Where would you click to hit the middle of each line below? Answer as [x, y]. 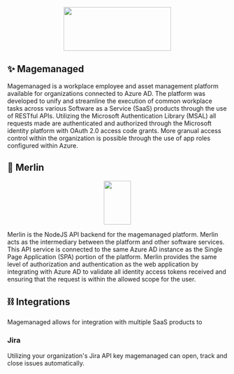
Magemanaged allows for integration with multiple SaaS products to [105, 322]
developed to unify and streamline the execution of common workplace [110, 101]
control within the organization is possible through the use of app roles [109, 138]
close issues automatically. [46, 363]
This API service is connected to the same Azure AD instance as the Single [115, 249]
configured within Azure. [43, 145]
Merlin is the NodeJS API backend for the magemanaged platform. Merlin [113, 234]
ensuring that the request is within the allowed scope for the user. [102, 279]
